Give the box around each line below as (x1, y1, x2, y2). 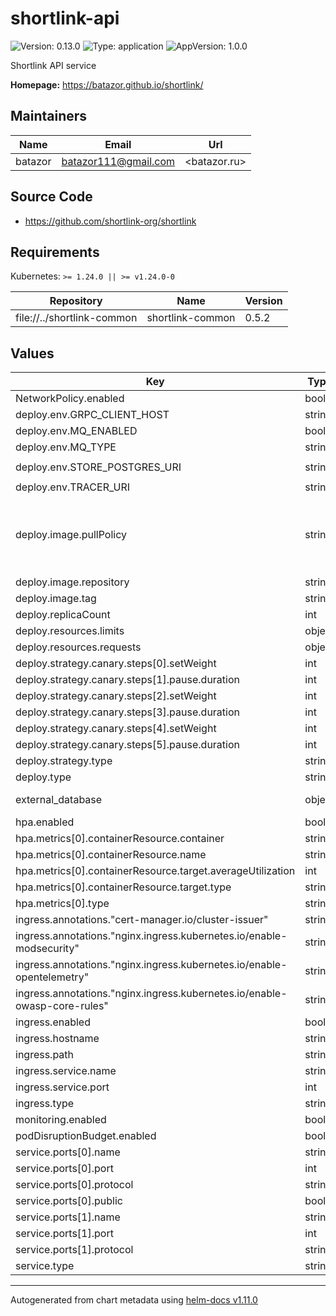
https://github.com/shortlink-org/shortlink (24, 215, 197, 227)
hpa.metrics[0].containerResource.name (15, 848, 207, 862)
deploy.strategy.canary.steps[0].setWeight (15, 657, 217, 671)
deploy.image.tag (15, 592, 97, 606)
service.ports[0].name (15, 1145, 121, 1159)
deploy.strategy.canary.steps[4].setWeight (15, 722, 217, 736)
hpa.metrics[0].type (15, 897, 110, 911)
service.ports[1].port (15, 1227, 114, 1241)
